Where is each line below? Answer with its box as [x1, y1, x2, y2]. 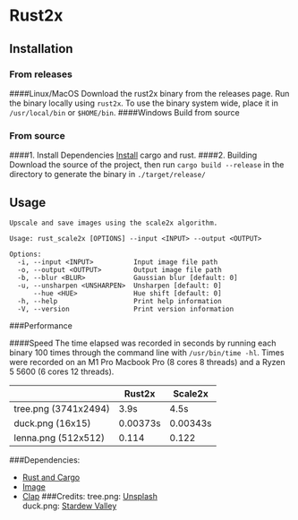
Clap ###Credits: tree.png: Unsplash [21, 490, 158, 501]
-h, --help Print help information [17, 296, 222, 305]
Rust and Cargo [21, 472, 81, 482]
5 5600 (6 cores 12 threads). [9, 366, 115, 377]
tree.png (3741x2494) [13, 402, 110, 414]
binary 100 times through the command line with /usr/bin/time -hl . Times [9, 346, 285, 358]
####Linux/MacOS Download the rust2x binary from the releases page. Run [9, 88, 290, 98]
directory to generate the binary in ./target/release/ [9, 169, 206, 180]
